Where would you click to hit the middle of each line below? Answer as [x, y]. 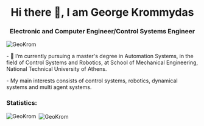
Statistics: [22, 103]
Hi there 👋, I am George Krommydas [102, 12]
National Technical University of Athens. [57, 69]
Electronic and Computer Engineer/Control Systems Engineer [102, 31]
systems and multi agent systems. [49, 87]
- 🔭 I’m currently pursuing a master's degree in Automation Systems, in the [100, 56]
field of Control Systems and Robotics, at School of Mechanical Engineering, [102, 62]
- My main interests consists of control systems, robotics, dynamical [92, 81]
